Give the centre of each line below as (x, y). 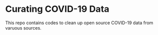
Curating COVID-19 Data (57, 9)
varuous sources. (23, 28)
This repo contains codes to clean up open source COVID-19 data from (79, 23)
